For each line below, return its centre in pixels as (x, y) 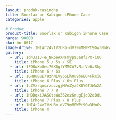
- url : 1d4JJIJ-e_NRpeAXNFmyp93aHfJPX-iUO (56, 57)
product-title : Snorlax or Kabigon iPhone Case (57, 34)
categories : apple (25, 19)
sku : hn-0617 (19, 43)
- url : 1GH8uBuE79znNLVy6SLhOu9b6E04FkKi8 (56, 76)
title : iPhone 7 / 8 (36, 90)
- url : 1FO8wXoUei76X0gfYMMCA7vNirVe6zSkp (56, 67)
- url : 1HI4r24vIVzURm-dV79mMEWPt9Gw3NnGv (56, 105)
